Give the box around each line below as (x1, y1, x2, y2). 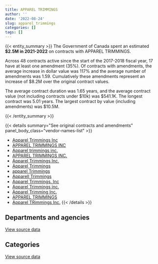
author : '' (5, 12, 27, 17)
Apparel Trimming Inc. (12, 189, 57, 195)
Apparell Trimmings (12, 174, 52, 179)
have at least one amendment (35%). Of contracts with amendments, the (5, 63, 152, 69)
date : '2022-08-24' (5, 16, 45, 21)
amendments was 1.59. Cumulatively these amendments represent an (5, 74, 145, 79)
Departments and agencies (5, 213, 90, 222)
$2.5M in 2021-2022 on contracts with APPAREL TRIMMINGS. (5, 48, 131, 54)
